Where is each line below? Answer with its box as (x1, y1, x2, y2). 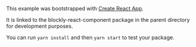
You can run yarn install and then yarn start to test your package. (6, 34, 174, 41)
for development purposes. (6, 23, 73, 29)
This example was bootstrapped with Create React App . (6, 5, 144, 12)
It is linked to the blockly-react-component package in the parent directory (6, 16, 190, 23)
